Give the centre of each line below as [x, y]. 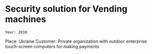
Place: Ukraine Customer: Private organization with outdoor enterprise [76, 41]
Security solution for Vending [66, 9]
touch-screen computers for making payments [52, 46]
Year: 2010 [16, 32]
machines [26, 19]
